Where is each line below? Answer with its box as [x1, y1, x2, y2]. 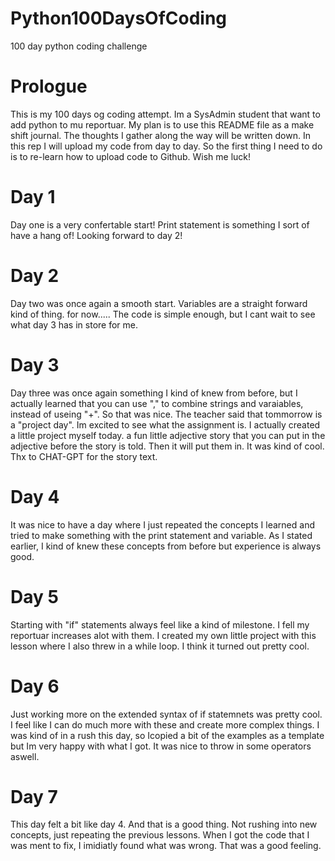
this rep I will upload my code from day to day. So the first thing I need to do [10, 140, 323, 152]
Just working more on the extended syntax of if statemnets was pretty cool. [10, 708, 323, 720]
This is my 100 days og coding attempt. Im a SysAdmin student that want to [10, 108, 321, 120]
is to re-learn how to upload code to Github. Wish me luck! [10, 150, 252, 162]
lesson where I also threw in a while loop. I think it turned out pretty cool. [10, 640, 310, 652]
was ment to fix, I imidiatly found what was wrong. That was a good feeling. [10, 840, 322, 852]
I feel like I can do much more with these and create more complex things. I [10, 718, 320, 731]
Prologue [10, 75, 88, 98]
